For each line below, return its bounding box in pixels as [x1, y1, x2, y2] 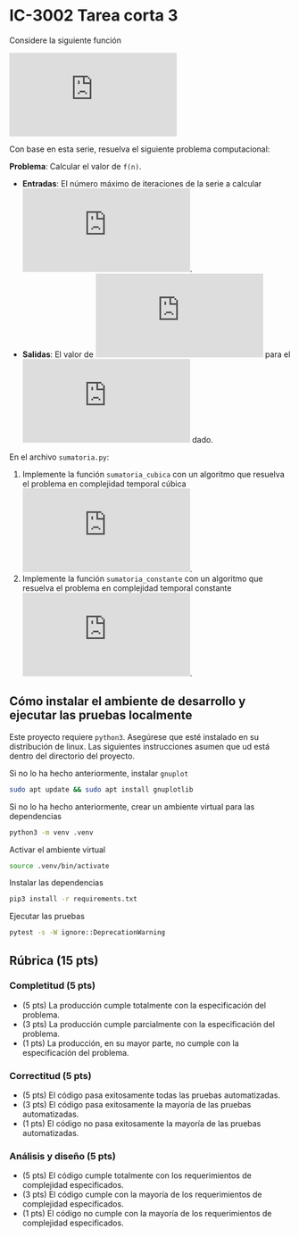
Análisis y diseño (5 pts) [9, 1150, 116, 1163]
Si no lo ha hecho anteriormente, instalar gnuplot [9, 768, 189, 778]
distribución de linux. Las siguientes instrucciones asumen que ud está [9, 741, 270, 751]
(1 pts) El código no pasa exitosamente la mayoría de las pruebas [21, 1118, 262, 1129]
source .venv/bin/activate [9, 861, 110, 870]
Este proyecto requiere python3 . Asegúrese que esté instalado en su [9, 731, 260, 742]
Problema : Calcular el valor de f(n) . [9, 161, 142, 171]
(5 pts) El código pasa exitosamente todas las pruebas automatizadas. [21, 1090, 281, 1100]
